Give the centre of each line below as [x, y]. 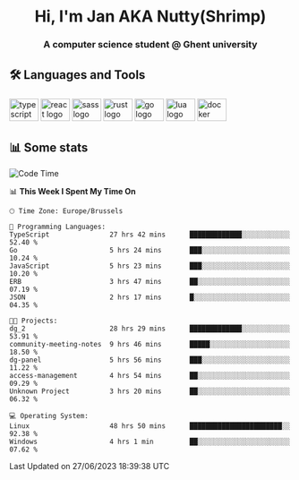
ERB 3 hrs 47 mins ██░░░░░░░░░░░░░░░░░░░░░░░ [150, 282]
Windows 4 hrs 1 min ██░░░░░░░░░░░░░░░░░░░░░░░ [150, 442]
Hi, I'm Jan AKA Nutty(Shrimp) [150, 17]
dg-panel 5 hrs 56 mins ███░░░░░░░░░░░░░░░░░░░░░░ [150, 360]
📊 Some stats [49, 147]
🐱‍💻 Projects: [34, 321]
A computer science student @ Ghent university [150, 45]
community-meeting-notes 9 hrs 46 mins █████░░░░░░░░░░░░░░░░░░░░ [150, 345]
